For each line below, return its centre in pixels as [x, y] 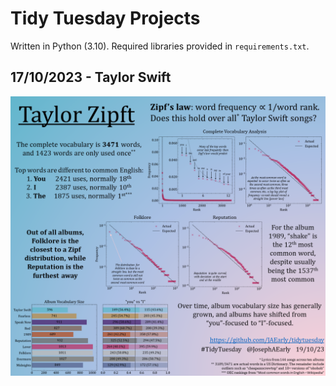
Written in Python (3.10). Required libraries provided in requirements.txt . [160, 46]
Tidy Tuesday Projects [105, 18]
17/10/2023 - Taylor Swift [91, 77]
